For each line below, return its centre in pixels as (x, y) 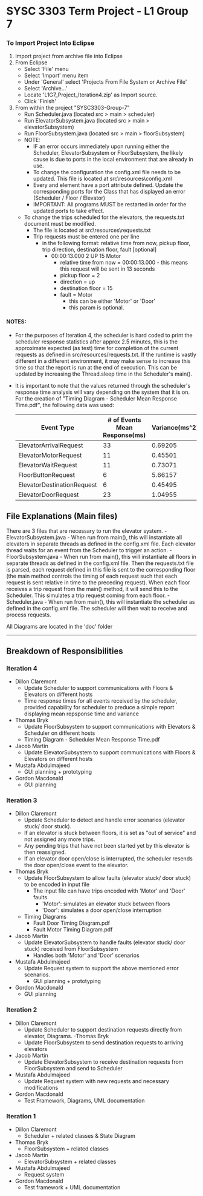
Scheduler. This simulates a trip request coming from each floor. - (88, 595)
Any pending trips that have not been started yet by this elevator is (107, 846)
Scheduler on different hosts (60, 733)
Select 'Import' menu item (56, 76)
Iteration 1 (21, 1116)
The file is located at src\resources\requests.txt (92, 230)
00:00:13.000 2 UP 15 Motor (86, 256)
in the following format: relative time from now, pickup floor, (116, 243)
